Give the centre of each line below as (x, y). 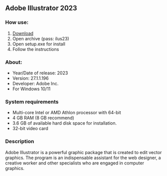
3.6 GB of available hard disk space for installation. (65, 123)
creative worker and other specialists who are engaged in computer (75, 163)
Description (20, 142)
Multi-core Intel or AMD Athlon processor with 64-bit (67, 113)
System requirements (32, 102)
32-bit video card (30, 129)
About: (14, 62)
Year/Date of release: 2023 (40, 73)
